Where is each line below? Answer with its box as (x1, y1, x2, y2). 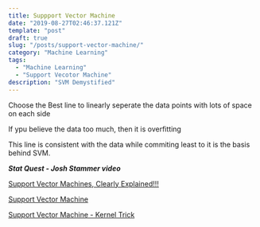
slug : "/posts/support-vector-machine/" (8, 41, 145, 49)
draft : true (8, 33, 48, 42)
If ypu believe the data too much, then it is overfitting (8, 124, 181, 134)
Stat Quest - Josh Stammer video (8, 163, 121, 173)
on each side (8, 108, 51, 118)
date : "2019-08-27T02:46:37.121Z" (8, 19, 123, 27)
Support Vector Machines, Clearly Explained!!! (8, 178, 159, 188)
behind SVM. (8, 148, 51, 158)
